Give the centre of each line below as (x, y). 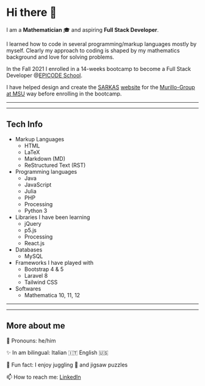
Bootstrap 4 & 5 (44, 269)
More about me (36, 326)
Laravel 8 (36, 275)
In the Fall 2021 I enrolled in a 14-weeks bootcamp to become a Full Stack (99, 69)
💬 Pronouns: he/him (31, 340)
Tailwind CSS (41, 282)
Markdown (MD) (45, 158)
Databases (29, 250)
